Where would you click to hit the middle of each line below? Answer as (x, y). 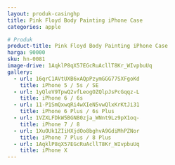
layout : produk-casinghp (44, 14)
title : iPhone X (44, 151)
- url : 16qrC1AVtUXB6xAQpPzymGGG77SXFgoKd (77, 79)
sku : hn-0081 (26, 59)
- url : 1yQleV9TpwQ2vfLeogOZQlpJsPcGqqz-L (77, 92)
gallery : (20, 72)
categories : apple (34, 27)
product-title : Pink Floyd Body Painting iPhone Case (88, 46)
